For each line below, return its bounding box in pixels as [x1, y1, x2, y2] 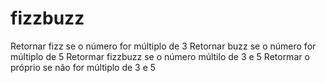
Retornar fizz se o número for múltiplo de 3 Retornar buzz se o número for [10, 40, 317, 52]
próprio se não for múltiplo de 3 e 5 [10, 61, 157, 73]
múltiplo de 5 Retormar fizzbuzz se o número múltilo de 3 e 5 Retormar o [10, 50, 310, 62]
